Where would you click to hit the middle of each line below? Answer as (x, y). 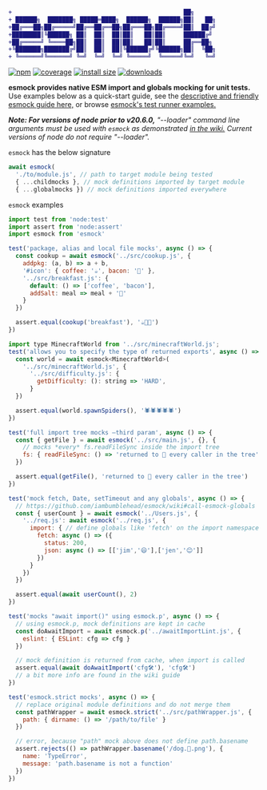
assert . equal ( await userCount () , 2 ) (76, 595)
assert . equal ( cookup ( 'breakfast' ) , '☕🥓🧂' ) (87, 323)
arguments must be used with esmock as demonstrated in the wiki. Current (130, 129)
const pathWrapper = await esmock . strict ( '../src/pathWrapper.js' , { (133, 712)
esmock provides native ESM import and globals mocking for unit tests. (130, 88)
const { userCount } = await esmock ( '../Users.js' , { (107, 513)
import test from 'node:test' (59, 219)
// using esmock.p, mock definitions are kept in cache (110, 624)
